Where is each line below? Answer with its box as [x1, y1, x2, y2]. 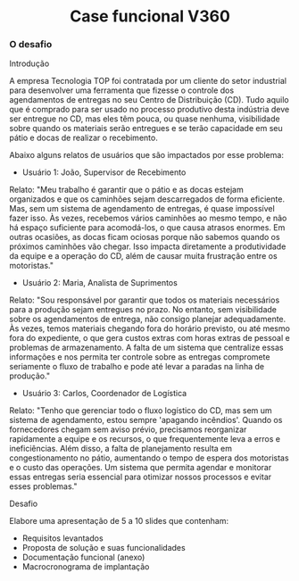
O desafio [9, 38, 53, 51]
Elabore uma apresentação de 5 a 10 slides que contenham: [9, 516, 229, 527]
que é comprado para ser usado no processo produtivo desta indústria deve [9, 104, 290, 115]
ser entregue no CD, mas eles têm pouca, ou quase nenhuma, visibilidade [9, 113, 280, 124]
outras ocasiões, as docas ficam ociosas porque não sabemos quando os [9, 232, 280, 243]
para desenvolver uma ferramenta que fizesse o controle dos [9, 85, 235, 95]
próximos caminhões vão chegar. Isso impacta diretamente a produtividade [9, 241, 287, 252]
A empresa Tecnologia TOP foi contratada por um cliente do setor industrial [9, 76, 287, 87]
